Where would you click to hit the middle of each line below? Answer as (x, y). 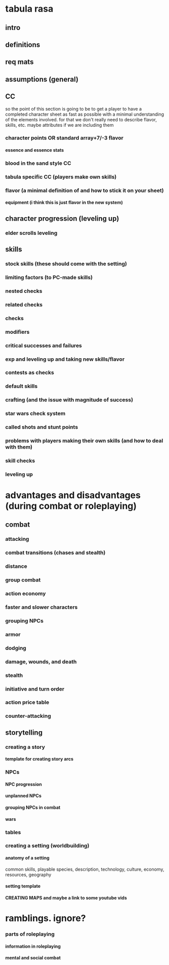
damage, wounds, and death (41, 662)
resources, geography (28, 874)
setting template (23, 886)
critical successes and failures (44, 346)
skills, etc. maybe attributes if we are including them (59, 125)
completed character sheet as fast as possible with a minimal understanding (85, 114)
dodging (16, 648)
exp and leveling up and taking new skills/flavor (65, 359)
